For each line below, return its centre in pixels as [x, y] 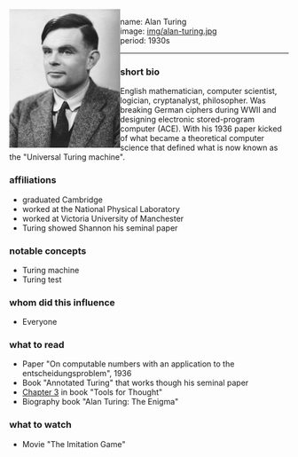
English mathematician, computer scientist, [199, 91]
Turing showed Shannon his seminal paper [100, 228]
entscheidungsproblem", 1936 [77, 374]
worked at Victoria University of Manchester [103, 218]
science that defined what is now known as [199, 148]
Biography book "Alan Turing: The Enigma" [100, 402]
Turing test [42, 280]
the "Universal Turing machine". [67, 157]
